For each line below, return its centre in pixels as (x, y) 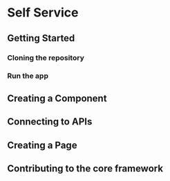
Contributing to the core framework (85, 168)
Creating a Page (42, 145)
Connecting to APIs (50, 122)
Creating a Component (57, 98)
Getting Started (41, 38)
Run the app (28, 76)
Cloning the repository (46, 58)
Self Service (43, 13)
